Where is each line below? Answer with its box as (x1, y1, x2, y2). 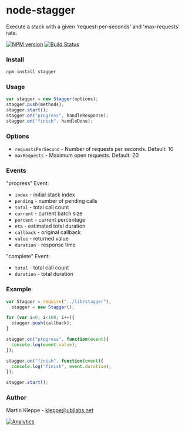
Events (6, 166, 26, 175)
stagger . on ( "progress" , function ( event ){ (6, 337, 109, 343)
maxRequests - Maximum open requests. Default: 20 (14, 152, 139, 159)
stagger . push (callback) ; (11, 320, 72, 326)
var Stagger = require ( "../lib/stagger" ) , (6, 298, 112, 304)
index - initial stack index (14, 191, 75, 198)
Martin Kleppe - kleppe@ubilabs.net (6, 407, 94, 414)
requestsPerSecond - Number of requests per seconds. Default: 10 (14, 146, 174, 153)
